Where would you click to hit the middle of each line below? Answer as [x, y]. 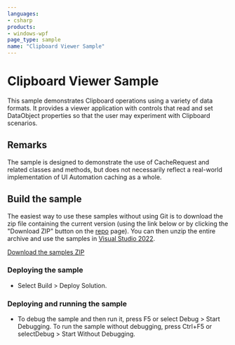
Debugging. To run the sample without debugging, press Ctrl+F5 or [115, 327]
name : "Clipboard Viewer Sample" [56, 46]
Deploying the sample [45, 270]
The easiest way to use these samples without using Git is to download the [115, 216]
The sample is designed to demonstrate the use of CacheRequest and [108, 162]
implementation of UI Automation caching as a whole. [85, 177]
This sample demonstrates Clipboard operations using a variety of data [110, 100]
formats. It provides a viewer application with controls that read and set [110, 108]
